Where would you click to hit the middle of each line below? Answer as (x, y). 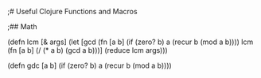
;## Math (22, 26)
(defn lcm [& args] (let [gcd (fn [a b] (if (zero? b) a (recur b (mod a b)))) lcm (130, 42)
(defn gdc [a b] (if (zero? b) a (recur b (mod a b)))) (90, 65)
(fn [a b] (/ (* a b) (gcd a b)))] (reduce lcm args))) (88, 50)
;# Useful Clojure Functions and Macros (72, 11)
